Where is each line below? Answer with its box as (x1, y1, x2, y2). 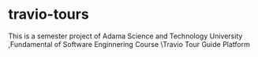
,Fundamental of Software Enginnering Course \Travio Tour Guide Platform (8, 39, 251, 48)
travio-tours (8, 5, 89, 23)
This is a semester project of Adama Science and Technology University (8, 31, 243, 41)
